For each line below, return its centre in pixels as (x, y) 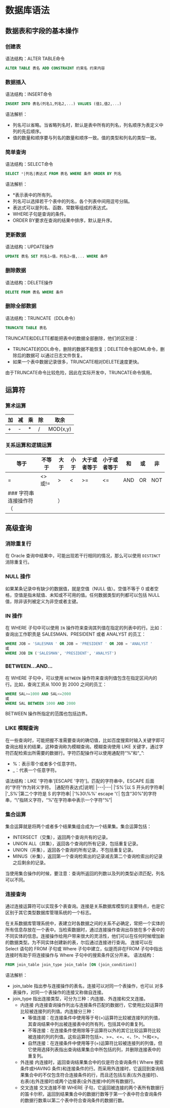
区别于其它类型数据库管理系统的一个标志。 (50, 913)
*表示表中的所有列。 (34, 195)
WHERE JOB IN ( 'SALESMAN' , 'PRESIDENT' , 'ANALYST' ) (61, 653)
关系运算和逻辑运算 (29, 445)
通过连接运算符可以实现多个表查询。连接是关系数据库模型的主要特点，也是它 (85, 906)
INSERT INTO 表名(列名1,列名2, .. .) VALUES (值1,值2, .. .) (63, 104)
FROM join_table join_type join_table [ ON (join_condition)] (71, 965)
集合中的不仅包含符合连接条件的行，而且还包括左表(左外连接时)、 (93, 1075)
